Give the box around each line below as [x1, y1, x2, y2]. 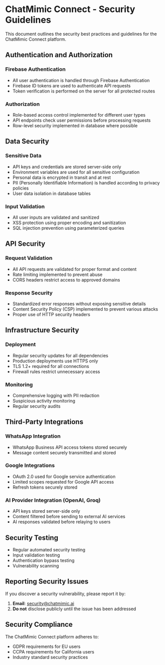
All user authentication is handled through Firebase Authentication [12, 77, 150, 83]
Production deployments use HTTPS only [12, 358, 98, 364]
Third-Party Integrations [5, 418, 84, 426]
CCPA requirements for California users [12, 648, 95, 654]
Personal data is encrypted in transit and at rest [12, 174, 111, 180]
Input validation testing [12, 552, 60, 558]
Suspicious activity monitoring [12, 398, 75, 404]
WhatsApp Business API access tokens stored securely [12, 444, 127, 450]
